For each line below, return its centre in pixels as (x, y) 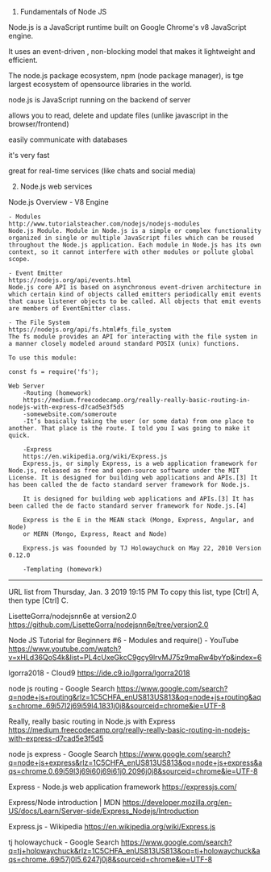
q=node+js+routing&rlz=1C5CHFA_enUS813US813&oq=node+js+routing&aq (135, 697)
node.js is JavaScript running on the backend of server (100, 100)
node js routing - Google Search (62, 689)
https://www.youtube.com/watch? (65, 649)
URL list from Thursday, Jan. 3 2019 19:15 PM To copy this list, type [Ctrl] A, (134, 592)
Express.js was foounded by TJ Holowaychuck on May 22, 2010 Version (142, 548)
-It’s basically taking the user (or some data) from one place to (138, 421)
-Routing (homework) (57, 393)
